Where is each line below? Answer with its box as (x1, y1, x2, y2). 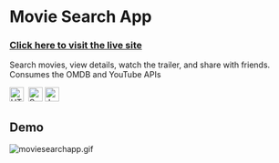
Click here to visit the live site (9, 39, 143, 52)
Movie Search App (9, 6, 152, 27)
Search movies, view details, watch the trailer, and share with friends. (9, 59, 271, 70)
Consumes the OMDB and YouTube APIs (9, 69, 161, 80)
